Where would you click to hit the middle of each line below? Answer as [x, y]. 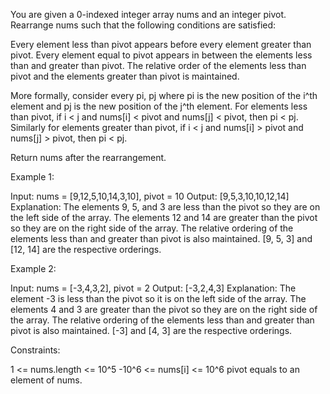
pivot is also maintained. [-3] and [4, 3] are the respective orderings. [151, 330]
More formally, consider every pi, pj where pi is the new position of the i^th [164, 95]
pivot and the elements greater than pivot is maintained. [125, 76]
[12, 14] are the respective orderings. [86, 249]
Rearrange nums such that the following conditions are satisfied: [143, 25]
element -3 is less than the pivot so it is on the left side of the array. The [158, 298]
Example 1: [32, 177]
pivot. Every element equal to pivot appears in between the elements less [161, 55]
